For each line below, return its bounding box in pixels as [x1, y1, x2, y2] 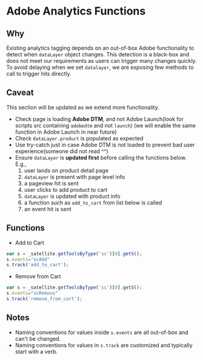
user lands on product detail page [24, 166, 109, 174]
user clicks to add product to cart [24, 186, 108, 193]
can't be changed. [15, 335, 61, 342]
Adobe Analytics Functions [6, 4, 146, 18]
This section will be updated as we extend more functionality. [6, 103, 159, 111]
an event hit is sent [24, 205, 72, 212]
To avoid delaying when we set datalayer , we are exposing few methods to [6, 64, 194, 71]
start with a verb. [15, 348, 58, 355]
